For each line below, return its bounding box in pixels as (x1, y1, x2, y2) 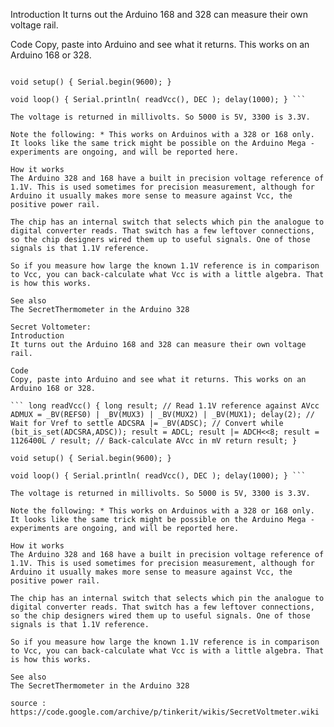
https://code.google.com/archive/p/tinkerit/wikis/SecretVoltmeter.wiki (10, 707, 320, 717)
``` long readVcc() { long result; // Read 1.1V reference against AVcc (10, 401, 320, 411)
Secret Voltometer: (10, 322, 92, 332)
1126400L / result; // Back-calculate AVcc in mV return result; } (10, 436, 298, 446)
